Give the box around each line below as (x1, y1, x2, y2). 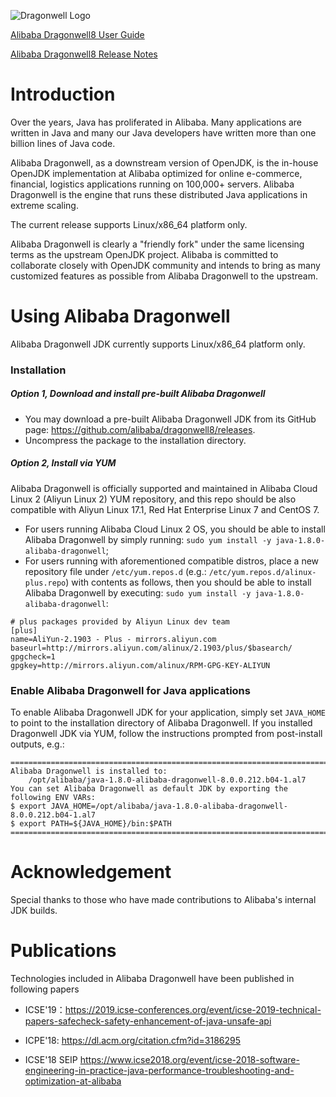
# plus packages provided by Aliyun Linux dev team (10, 616, 230, 627)
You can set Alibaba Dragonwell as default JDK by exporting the (10, 784, 288, 794)
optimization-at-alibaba (24, 1075, 122, 1087)
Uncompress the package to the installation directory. (24, 434, 247, 446)
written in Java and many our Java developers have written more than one (10, 126, 317, 139)
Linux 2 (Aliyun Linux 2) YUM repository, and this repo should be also (10, 493, 297, 505)
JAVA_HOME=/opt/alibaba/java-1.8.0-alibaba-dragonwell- (50, 801, 288, 812)
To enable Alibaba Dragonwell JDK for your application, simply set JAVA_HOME (10, 706, 326, 719)
